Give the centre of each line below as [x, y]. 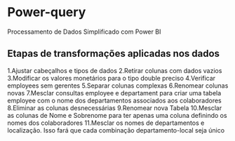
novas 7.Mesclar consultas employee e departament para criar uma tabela [114, 93]
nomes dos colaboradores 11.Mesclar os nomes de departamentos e [106, 123]
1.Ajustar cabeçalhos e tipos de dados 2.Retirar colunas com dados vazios [115, 70]
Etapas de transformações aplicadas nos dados [113, 54]
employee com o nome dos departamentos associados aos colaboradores [115, 100]
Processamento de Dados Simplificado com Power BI [84, 32]
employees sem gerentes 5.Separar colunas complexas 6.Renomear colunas [118, 86]
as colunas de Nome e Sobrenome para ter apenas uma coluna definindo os [117, 115]
